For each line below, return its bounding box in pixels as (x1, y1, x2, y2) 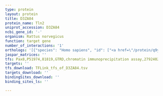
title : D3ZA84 (5, 16, 34, 21)
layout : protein (5, 12, 38, 16)
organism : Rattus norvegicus (5, 34, 64, 39)
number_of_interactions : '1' (5, 43, 64, 48)
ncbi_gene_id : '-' (5, 30, 42, 34)
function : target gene (5, 39, 51, 44)
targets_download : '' (5, 70, 49, 75)
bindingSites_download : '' (5, 75, 60, 80)
